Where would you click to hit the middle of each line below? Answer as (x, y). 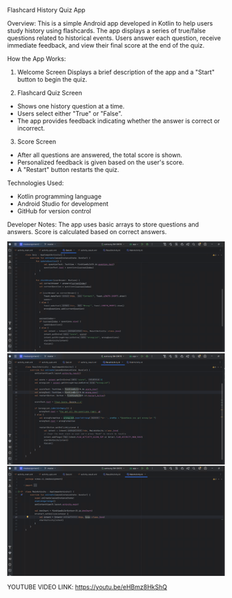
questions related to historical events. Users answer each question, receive (114, 38)
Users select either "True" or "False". (70, 114)
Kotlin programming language (59, 196)
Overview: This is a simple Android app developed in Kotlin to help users (110, 23)
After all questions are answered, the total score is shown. (100, 155)
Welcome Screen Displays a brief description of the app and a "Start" (116, 72)
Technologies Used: (36, 183)
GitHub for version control (54, 211)
